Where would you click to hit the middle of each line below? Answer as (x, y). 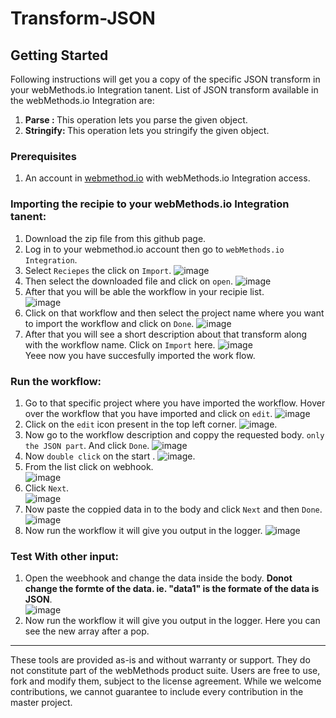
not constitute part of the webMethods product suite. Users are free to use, (165, 671)
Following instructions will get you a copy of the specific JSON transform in (165, 79)
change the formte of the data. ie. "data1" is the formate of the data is (172, 589)
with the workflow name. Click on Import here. (120, 344)
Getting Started (59, 55)
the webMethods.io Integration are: (82, 100)
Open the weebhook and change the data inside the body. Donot (158, 578)
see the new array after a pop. (87, 631)
